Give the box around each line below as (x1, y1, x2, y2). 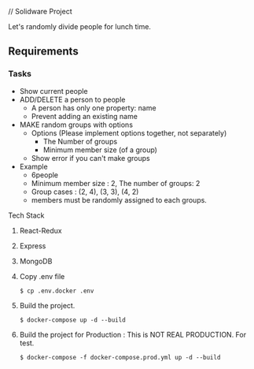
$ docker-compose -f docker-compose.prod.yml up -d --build (19, 353, 221, 361)
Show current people (19, 86, 88, 95)
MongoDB (19, 256, 53, 266)
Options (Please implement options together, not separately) (31, 128, 227, 137)
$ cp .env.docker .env (19, 287, 94, 295)
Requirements (8, 45, 79, 58)
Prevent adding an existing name (31, 111, 138, 121)
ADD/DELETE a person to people (19, 95, 126, 104)
